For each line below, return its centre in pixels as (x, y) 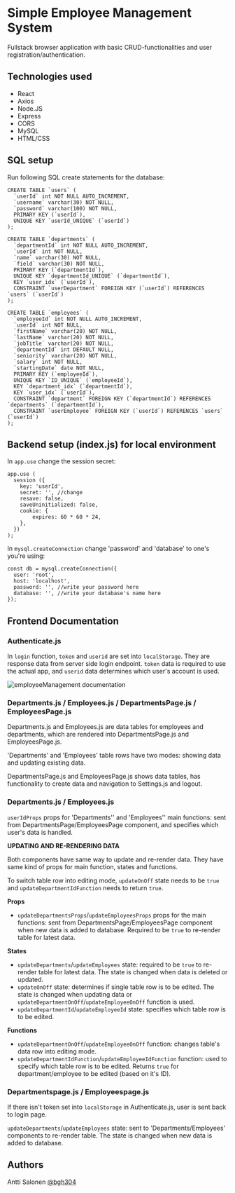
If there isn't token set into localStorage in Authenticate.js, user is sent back (117, 1107)
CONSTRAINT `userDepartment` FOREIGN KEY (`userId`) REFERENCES (109, 288)
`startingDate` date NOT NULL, (59, 368)
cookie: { (34, 511)
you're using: (26, 556)
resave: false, (42, 499)
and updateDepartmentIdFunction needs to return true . (85, 887)
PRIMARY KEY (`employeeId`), (56, 374)
